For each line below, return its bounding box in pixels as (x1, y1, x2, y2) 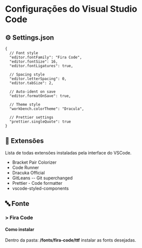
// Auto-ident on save (9, 89, 56, 94)
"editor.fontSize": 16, (9, 59, 58, 64)
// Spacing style (9, 72, 45, 77)
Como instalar (5, 226, 34, 232)
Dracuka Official (12, 170, 45, 175)
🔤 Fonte (5, 199, 29, 208)
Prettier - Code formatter (12, 180, 63, 186)
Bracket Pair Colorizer (12, 159, 57, 165)
